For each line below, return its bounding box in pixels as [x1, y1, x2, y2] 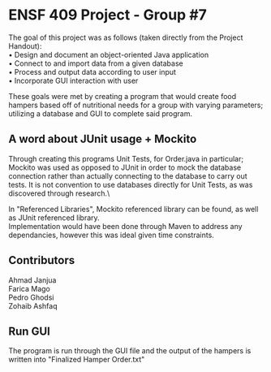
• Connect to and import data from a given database [8, 58, 184, 68]
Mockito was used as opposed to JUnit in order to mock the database [8, 162, 242, 172]
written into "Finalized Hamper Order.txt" [8, 355, 145, 365]
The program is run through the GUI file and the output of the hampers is [8, 346, 252, 356]
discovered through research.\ [8, 188, 110, 198]
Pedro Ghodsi [8, 292, 54, 302]
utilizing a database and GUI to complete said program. [8, 108, 193, 119]
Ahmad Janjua [8, 275, 57, 285]
